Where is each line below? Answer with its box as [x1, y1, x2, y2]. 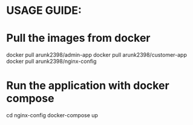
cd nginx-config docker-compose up [6, 112, 99, 119]
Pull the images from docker [6, 31, 151, 45]
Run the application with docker [6, 79, 169, 92]
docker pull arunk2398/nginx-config [6, 58, 97, 65]
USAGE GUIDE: [6, 4, 82, 18]
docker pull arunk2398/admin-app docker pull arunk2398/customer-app [6, 51, 188, 59]
